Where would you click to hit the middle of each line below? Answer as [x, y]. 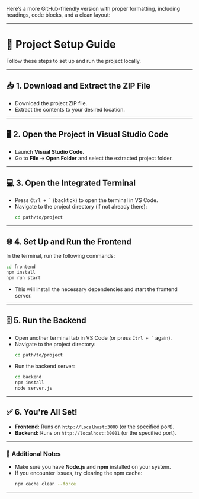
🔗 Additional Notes [33, 454]
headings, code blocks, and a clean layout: [58, 15]
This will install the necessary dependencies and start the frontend [96, 289]
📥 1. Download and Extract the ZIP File [78, 86]
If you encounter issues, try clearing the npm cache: [78, 473]
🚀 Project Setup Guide [61, 45]
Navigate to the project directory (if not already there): [81, 207]
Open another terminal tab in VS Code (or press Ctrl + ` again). [93, 337]
